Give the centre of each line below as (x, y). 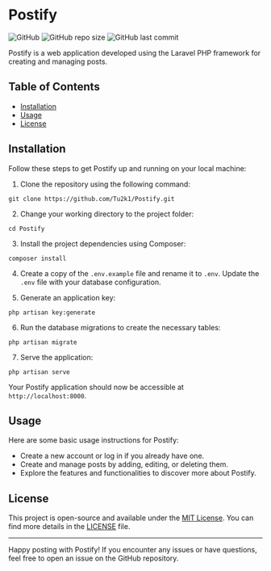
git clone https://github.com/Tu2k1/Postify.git (92, 199)
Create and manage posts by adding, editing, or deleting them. (124, 464)
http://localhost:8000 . (48, 395)
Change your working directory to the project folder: (107, 214)
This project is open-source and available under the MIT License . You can (131, 518)
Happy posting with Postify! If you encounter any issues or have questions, (133, 550)
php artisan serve (39, 372)
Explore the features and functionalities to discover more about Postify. (138, 473)
